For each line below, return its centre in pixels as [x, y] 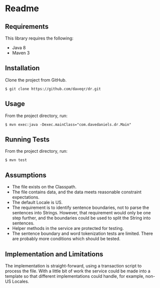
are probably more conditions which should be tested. [66, 239]
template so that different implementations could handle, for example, [75, 276]
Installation [22, 68]
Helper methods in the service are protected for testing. [68, 228]
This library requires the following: [39, 38]
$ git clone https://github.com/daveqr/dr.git [53, 89]
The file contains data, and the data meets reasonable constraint [77, 192]
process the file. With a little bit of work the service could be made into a [78, 271]
